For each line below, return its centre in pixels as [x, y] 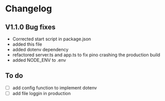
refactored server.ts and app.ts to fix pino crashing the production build [86, 55]
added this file [27, 44]
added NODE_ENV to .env [39, 60]
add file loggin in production [42, 93]
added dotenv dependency [40, 50]
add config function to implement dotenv [55, 88]
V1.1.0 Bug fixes [30, 27]
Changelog [29, 9]
